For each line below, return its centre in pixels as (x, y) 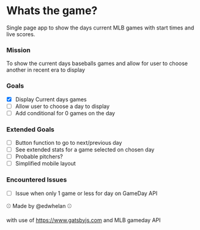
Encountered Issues (37, 180)
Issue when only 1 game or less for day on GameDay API (86, 193)
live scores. (21, 34)
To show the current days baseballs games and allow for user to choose (97, 63)
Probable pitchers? (39, 156)
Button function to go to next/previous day (69, 143)
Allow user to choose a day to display (62, 106)
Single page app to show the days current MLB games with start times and (100, 28)
